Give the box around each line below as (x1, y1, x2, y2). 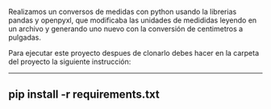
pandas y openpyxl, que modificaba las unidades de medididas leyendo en (8, 15, 257, 25)
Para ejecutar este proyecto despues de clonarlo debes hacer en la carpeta (8, 48, 260, 57)
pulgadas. (8, 32, 42, 42)
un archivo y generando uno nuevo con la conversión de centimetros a (8, 24, 244, 33)
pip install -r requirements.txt (8, 88, 160, 102)
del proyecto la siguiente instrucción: (8, 57, 131, 66)
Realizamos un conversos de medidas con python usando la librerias (8, 7, 237, 16)
